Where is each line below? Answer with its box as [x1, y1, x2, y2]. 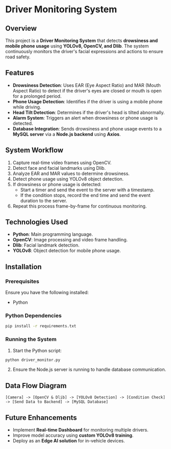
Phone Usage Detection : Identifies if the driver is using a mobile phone [12, 98, 163, 104]
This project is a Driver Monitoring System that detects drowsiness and [5, 37, 158, 43]
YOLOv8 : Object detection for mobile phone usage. [12, 248, 121, 254]
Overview [5, 24, 37, 33]
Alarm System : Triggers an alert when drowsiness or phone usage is [12, 115, 158, 121]
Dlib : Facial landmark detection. [12, 242, 80, 249]
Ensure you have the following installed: [5, 289, 89, 296]
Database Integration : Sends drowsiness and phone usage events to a [12, 125, 162, 131]
